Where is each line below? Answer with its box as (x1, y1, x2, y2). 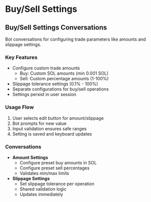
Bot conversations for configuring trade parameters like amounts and (5, 36, 146, 42)
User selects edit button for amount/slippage (12, 115, 104, 121)
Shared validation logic (19, 186, 67, 192)
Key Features (5, 53, 38, 60)
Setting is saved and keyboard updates (12, 131, 92, 137)
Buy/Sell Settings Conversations (5, 23, 107, 32)
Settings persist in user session (12, 92, 77, 98)
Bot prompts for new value (12, 120, 67, 126)
